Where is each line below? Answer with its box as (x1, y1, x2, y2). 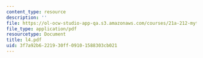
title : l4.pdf (6, 37, 42, 43)
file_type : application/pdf (6, 25, 77, 32)
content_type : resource (6, 8, 66, 15)
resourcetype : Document (6, 31, 66, 37)
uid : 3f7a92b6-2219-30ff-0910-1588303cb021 (6, 43, 118, 49)
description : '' (6, 14, 47, 21)
